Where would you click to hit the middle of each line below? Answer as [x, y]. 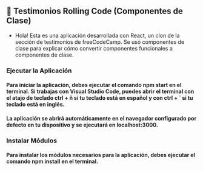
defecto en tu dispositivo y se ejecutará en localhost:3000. [82, 125]
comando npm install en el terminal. [52, 161]
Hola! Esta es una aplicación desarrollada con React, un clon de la [97, 35]
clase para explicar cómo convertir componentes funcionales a [94, 48]
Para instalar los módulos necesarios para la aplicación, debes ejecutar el [101, 155]
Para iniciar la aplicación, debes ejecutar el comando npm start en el [94, 85]
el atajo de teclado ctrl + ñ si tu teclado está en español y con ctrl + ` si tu [100, 98]
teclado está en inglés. [35, 105]
